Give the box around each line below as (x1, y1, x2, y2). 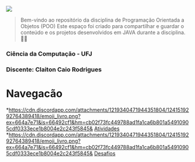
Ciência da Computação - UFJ (6, 50, 92, 58)
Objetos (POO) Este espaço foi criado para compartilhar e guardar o (20, 23, 184, 29)
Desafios (94, 150, 116, 157)
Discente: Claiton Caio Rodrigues (6, 65, 102, 73)
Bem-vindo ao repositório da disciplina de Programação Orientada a (20, 16, 184, 23)
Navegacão (6, 87, 63, 101)
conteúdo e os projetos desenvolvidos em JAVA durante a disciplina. (20, 29, 186, 36)
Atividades (94, 125, 120, 132)
